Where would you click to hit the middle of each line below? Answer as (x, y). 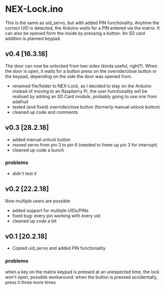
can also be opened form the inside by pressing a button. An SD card (75, 33)
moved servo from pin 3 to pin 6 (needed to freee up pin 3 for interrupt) (85, 145)
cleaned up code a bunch (38, 150)
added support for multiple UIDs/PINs (50, 210)
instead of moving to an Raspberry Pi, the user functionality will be (80, 91)
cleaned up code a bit (34, 221)
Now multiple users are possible (38, 201)
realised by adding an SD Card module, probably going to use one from (84, 96)
